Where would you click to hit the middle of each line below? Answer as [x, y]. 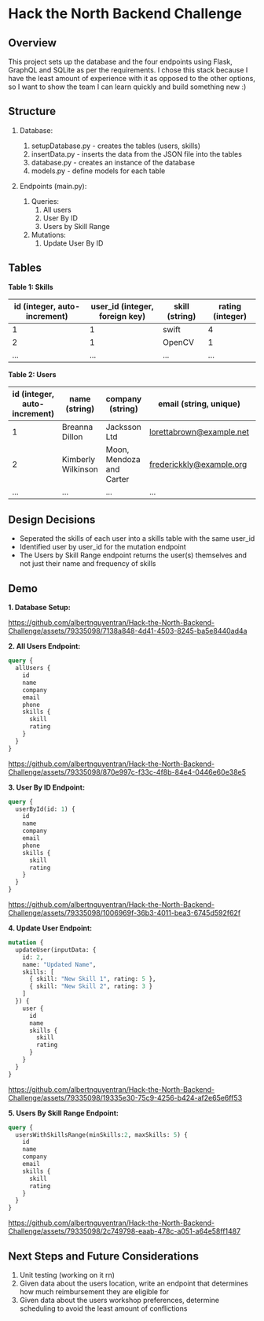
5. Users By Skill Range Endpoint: [64, 1113]
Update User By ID [73, 243]
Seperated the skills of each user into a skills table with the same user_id [137, 538]
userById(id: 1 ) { [46, 809]
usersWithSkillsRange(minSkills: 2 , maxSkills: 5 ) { [102, 1134]
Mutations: [49, 235]
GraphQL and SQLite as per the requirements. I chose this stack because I [128, 70]
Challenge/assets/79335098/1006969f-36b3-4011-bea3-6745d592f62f [125, 913]
